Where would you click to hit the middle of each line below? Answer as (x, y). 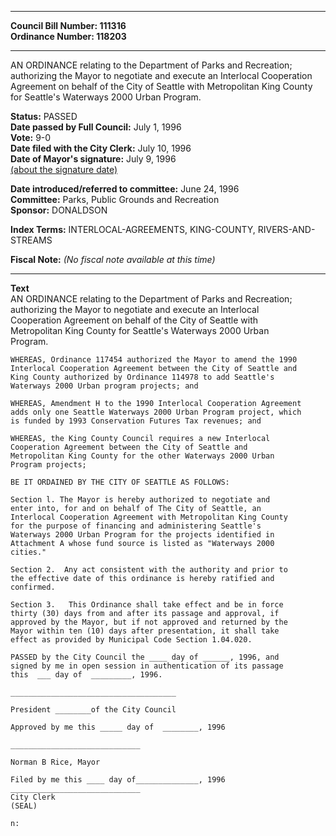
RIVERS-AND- (286, 229)
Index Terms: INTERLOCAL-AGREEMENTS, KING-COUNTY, (133, 229)
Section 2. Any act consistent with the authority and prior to (149, 570)
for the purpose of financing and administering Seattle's (136, 526)
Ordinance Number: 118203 (68, 36)
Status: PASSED (44, 116)
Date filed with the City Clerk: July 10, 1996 (101, 148)
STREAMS (31, 240)
